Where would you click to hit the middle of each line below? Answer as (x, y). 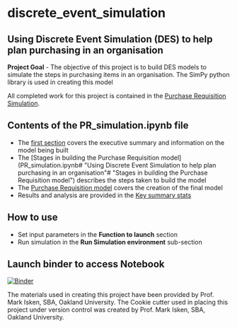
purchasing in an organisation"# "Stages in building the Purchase (112, 172)
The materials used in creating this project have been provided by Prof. (111, 295)
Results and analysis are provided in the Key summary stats (104, 195)
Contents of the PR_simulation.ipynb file (98, 125)
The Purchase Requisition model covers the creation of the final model (120, 187)
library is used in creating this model (60, 82)
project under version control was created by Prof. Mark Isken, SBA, (106, 310)
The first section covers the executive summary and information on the (121, 142)
